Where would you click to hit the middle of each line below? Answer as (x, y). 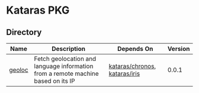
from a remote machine (66, 73)
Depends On (135, 49)
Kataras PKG (38, 10)
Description (69, 49)
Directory (24, 32)
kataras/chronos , (132, 66)
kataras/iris (124, 73)
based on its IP (54, 81)
